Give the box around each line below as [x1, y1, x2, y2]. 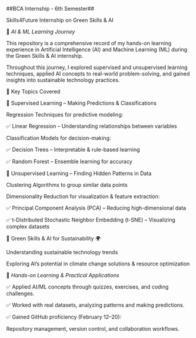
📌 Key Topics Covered [6, 88, 61, 95]
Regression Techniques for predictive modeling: [6, 111, 124, 118]
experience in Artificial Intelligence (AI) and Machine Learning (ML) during [6, 46, 188, 53]
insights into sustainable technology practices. [6, 77, 120, 83]
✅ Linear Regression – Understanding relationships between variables [6, 123, 177, 130]
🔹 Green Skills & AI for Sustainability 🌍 [6, 235, 101, 242]
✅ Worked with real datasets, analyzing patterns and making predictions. [6, 302, 185, 308]
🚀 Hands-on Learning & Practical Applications [6, 272, 120, 278]
